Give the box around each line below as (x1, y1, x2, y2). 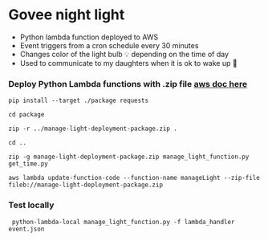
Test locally (8, 199, 55, 210)
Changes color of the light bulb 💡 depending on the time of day (19, 49, 229, 59)
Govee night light (8, 6, 125, 24)
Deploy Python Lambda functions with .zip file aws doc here (8, 78, 247, 89)
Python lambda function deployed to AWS (19, 32, 159, 42)
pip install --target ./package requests (8, 96, 149, 105)
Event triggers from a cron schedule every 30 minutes (19, 40, 199, 50)
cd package (8, 111, 45, 119)
